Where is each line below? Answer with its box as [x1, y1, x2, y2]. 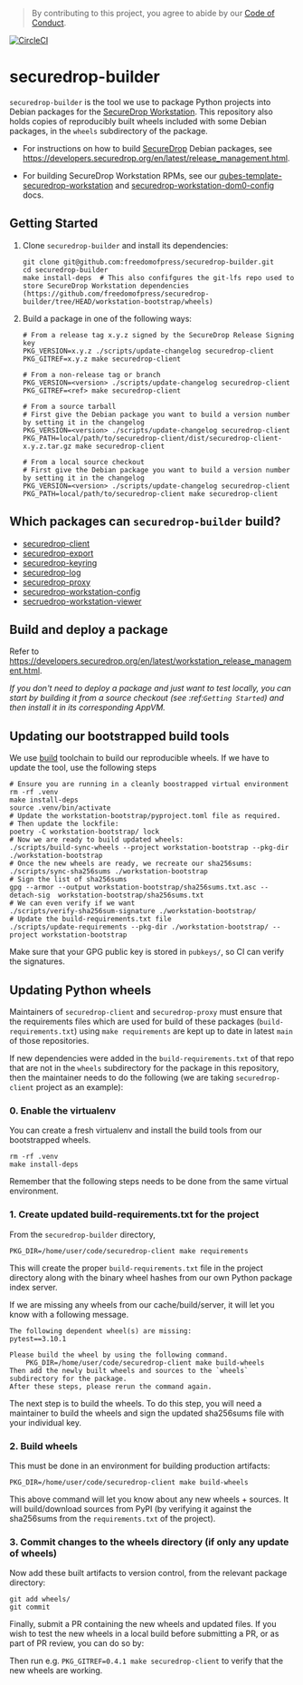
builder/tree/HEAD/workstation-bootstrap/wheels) [22, 297, 214, 307]
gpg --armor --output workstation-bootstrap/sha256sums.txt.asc [9, 883, 257, 892]
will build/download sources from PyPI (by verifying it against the [9, 1503, 252, 1514]
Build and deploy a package [9, 621, 169, 638]
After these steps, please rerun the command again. [9, 1382, 213, 1391]
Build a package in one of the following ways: [22, 313, 193, 324]
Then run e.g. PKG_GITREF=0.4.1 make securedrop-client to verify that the [9, 1655, 283, 1667]
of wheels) [9, 1546, 57, 1559]
